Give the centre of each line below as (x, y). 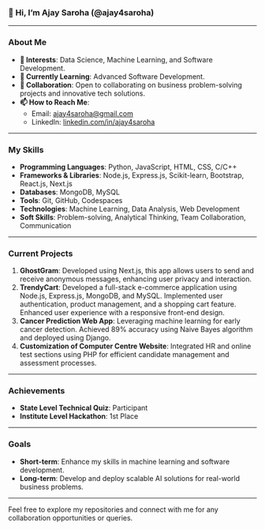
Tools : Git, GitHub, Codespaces (71, 200)
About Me (28, 43)
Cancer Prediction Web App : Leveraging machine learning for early (130, 321)
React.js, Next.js (46, 183)
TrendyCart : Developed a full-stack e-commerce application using (128, 288)
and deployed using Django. (65, 338)
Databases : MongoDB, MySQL (70, 192)
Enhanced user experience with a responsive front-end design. (122, 313)
